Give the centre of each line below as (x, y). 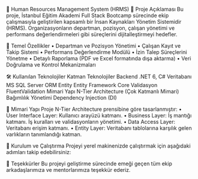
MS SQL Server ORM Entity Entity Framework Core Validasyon (82, 85)
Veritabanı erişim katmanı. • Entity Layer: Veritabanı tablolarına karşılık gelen (99, 128)
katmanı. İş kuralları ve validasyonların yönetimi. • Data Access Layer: (91, 122)
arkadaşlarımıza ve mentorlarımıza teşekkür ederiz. (69, 170)
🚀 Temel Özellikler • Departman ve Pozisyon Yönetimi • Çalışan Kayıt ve (94, 46)
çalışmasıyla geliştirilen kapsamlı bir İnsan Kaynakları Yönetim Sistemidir (94, 22)
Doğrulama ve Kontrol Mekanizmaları (51, 65)
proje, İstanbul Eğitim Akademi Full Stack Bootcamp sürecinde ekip (87, 15)
